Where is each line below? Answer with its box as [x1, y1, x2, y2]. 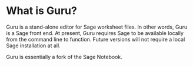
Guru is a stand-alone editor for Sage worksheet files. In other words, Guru [6, 23, 188, 30]
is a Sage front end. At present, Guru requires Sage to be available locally [6, 29, 184, 36]
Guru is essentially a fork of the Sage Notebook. [6, 53, 122, 60]
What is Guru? [6, 4, 78, 18]
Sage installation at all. [6, 42, 61, 49]
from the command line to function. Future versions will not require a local [6, 36, 185, 43]
